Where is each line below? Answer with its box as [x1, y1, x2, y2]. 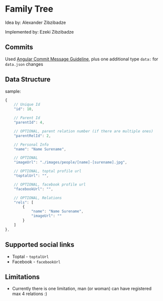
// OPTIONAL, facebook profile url [14, 182, 86, 187]
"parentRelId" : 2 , [14, 133, 51, 138]
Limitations [5, 273, 40, 281]
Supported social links [5, 241, 74, 249]
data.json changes [5, 61, 43, 67]
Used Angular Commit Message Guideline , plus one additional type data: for [5, 56, 159, 62]
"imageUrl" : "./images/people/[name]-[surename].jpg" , [14, 160, 127, 165]
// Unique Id [14, 102, 40, 107]
